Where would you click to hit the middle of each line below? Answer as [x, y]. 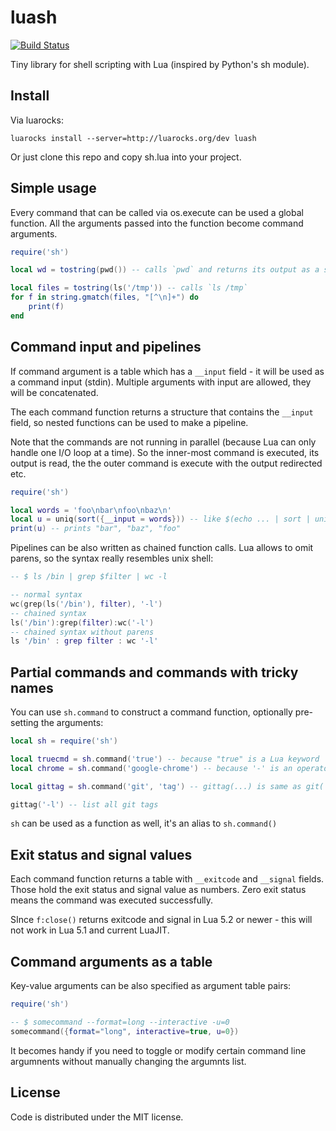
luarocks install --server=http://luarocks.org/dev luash [133, 138]
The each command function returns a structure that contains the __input [162, 412]
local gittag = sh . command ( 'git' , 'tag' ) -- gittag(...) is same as [156, 786]
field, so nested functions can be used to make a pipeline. [129, 422]
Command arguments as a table [111, 961]
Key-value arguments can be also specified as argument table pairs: [151, 986]
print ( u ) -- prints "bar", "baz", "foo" [96, 529]
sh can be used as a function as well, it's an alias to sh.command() [144, 823]
